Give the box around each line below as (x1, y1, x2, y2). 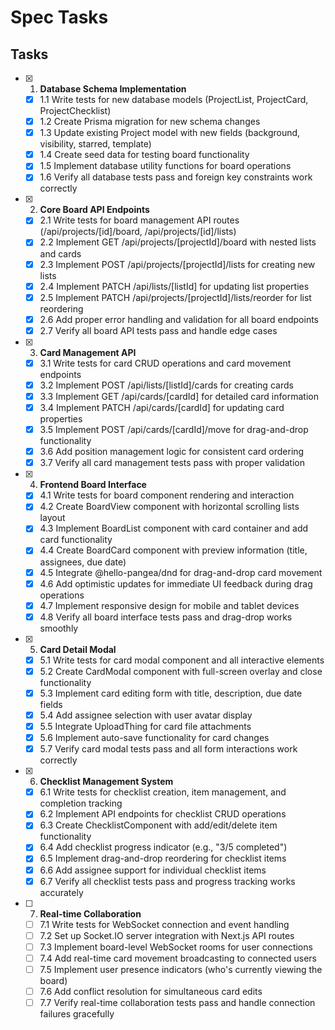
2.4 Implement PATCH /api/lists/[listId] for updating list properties (39, 280, 310, 292)
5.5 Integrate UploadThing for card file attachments (39, 721, 252, 732)
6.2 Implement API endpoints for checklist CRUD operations (39, 808, 287, 820)
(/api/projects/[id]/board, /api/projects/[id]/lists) (39, 226, 237, 238)
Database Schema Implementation (39, 83, 187, 95)
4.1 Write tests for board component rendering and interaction (39, 489, 295, 501)
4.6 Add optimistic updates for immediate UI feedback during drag (39, 577, 313, 590)
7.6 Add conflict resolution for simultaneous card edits (39, 985, 263, 997)
